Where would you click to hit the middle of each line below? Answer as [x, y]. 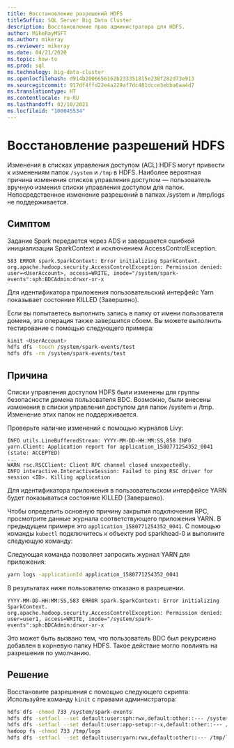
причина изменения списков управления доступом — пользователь [109, 179]
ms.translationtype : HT [42, 91]
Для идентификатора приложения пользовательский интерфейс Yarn [111, 292]
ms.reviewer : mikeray [39, 46]
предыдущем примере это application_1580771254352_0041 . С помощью [114, 526]
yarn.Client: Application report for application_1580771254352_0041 [110, 447]
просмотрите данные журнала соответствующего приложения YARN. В [114, 518]
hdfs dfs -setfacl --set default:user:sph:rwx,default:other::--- [106, 718]
